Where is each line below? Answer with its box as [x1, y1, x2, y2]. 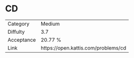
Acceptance [7, 36, 36, 43]
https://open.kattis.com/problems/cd [40, 44, 127, 51]
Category [7, 20, 30, 27]
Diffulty [7, 28, 25, 35]
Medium [40, 20, 60, 27]
